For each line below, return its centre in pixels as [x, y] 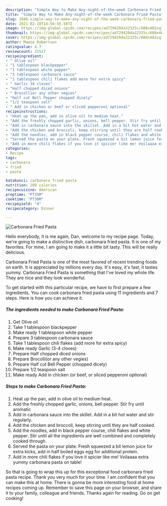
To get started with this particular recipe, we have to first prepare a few [78, 288]
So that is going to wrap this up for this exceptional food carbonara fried [79, 472]
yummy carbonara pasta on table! [47, 462]
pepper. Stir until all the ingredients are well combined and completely [84, 436]
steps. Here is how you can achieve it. [44, 298]
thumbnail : [17, 33]
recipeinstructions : [27, 112]
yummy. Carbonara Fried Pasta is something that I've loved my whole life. [81, 273]
